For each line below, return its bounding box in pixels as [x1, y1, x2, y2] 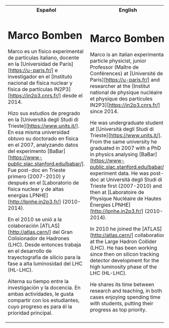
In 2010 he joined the [90, 225, 141, 232]
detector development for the [90, 257, 159, 264]
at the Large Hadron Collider [90, 238, 157, 245]
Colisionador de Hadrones [8, 235, 69, 242]
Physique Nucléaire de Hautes [90, 195, 162, 202]
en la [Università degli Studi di [8, 116, 79, 123]
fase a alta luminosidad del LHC [8, 260, 83, 267]
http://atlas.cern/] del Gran [10, 228, 73, 236]
